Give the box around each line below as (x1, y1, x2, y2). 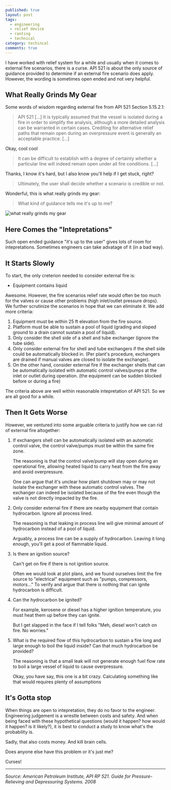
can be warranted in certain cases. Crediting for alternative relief (17, 125, 154, 131)
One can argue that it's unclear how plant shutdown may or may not (12, 478, 155, 485)
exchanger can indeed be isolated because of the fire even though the (12, 489, 160, 495)
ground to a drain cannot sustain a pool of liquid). (12, 329, 117, 336)
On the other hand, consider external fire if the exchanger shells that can (12, 362, 165, 368)
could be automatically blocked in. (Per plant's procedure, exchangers (12, 351, 160, 357)
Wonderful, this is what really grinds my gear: (5, 190, 101, 197)
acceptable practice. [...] (17, 136, 70, 142)
